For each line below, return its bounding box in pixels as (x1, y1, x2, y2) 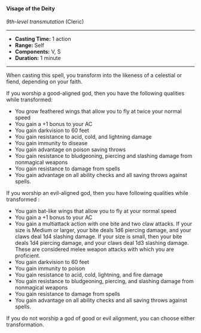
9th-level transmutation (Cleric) (6, 18, 84, 25)
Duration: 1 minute (14, 55, 61, 62)
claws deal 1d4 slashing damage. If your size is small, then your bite (14, 233, 182, 240)
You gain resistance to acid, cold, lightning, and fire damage (14, 271, 163, 278)
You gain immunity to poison (14, 265, 86, 272)
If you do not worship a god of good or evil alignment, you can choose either (6, 315, 195, 322)
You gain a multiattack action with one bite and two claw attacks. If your (14, 220, 193, 227)
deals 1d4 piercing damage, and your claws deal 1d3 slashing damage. (14, 239, 190, 247)
